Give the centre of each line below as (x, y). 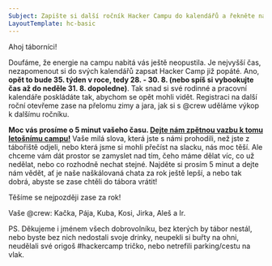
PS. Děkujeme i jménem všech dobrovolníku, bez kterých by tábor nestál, (130, 229)
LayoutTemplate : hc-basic (52, 24)
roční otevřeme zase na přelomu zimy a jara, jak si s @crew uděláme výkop (134, 105)
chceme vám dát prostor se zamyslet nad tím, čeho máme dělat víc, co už (132, 156)
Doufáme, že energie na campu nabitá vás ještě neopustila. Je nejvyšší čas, (135, 62)
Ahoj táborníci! (33, 46)
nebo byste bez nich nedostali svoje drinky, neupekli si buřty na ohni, (123, 237)
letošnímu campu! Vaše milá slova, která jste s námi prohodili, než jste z (129, 138)
